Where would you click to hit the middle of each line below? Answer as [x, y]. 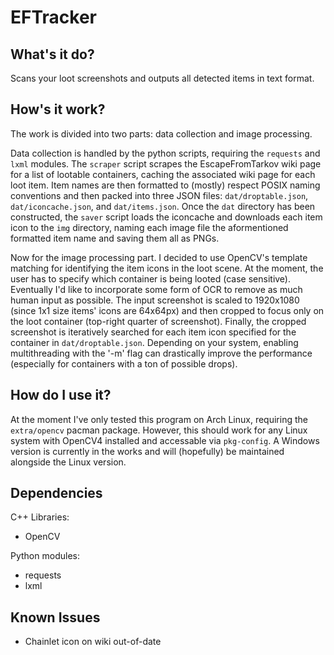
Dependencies [56, 493]
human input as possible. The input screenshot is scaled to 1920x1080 [155, 300]
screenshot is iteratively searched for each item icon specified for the [153, 332]
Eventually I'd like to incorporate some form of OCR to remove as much [156, 289]
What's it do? [52, 54]
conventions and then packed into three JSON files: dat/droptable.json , [159, 195]
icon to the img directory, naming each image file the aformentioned [149, 227]
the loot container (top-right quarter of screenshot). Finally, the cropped [158, 321]
